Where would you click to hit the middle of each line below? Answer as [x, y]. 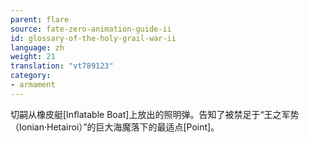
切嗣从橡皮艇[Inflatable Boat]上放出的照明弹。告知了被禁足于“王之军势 [155, 114]
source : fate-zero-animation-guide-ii [91, 29]
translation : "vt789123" [62, 66]
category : [31, 76]
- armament [33, 85]
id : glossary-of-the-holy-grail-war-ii [93, 38]
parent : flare [40, 19]
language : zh [37, 47]
